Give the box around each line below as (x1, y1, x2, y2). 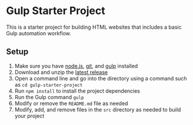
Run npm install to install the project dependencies (14, 87, 140, 94)
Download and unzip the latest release (14, 69, 108, 76)
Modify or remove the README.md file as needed (14, 100, 128, 107)
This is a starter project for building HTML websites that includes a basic (6, 23, 182, 31)
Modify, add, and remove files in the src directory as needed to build (14, 106, 181, 113)
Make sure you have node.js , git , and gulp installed (14, 62, 138, 69)
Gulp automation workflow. (6, 29, 72, 36)
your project (14, 112, 45, 119)
